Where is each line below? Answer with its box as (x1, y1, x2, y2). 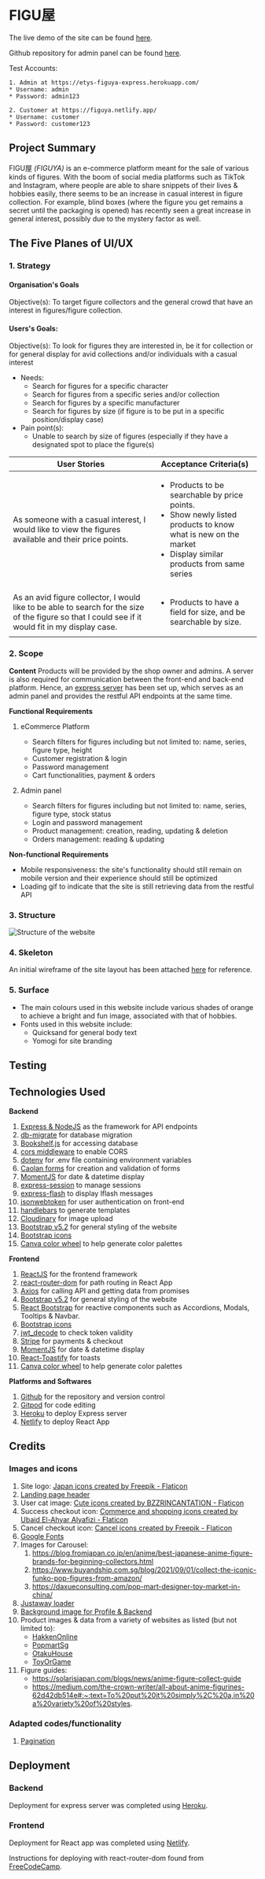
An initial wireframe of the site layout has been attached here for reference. (9, 965, 252, 975)
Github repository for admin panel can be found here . (9, 48, 182, 57)
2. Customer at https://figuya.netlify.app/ (9, 106, 157, 114)
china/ (31, 1590, 53, 1600)
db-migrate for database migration (20, 1130, 133, 1139)
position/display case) (31, 415, 105, 424)
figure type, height (31, 745, 93, 755)
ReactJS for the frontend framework (20, 1269, 138, 1278)
